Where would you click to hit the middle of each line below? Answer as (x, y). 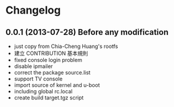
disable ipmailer (33, 66)
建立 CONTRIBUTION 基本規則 (51, 53)
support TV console (38, 79)
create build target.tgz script (49, 98)
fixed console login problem (48, 60)
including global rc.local (43, 91)
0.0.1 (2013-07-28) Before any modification (87, 32)
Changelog (33, 10)
